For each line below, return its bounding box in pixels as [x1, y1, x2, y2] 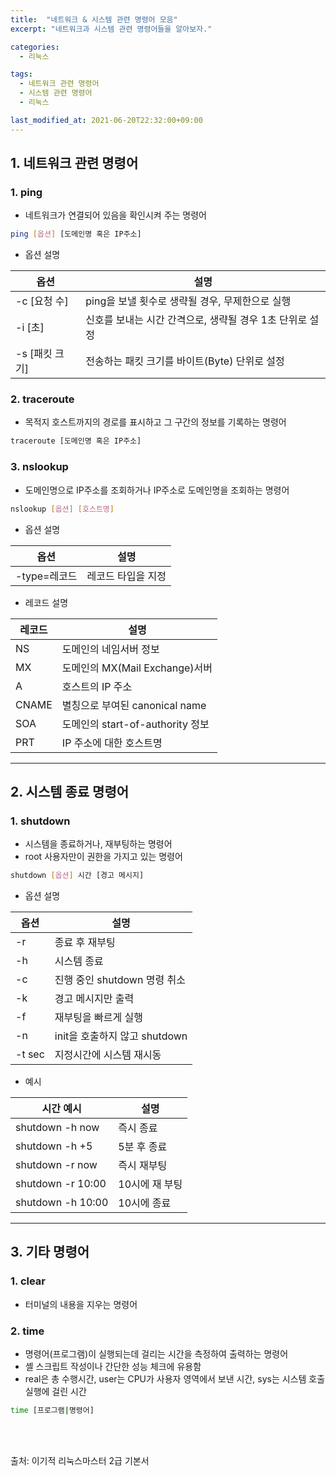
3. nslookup [10, 460, 69, 474]
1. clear [10, 1274, 47, 1288]
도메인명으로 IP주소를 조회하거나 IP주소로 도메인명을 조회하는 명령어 [24, 484, 290, 496]
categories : [10, 42, 60, 52]
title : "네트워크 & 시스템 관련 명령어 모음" [10, 14, 178, 25]
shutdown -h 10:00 [15, 1196, 109, 1210]
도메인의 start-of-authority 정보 [61, 717, 210, 731]
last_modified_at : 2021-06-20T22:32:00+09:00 [10, 115, 203, 125]
